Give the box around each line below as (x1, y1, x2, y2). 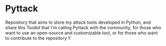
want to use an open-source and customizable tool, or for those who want (5, 30, 158, 36)
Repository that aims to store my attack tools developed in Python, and (5, 19, 151, 25)
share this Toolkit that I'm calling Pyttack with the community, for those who (5, 24, 161, 30)
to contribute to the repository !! (5, 35, 71, 41)
